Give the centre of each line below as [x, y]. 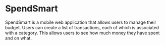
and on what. [19, 38]
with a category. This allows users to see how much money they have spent [82, 33]
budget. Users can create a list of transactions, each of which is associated [82, 27]
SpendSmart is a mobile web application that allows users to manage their [81, 22]
